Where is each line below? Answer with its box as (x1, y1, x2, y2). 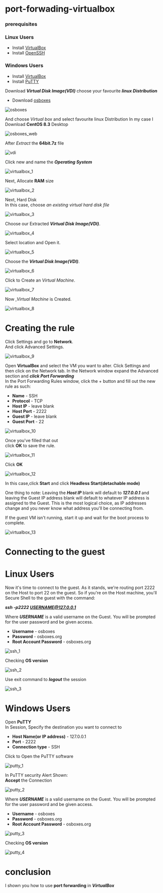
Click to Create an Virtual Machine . (5, 277, 75, 283)
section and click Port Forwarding (5, 373, 74, 379)
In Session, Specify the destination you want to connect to (5, 724, 122, 730)
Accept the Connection (5, 777, 52, 783)
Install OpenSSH (12, 50, 45, 56)
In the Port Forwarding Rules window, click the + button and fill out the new (5, 378, 156, 384)
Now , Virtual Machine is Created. (5, 296, 72, 302)
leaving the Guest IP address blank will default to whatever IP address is (5, 495, 149, 500)
